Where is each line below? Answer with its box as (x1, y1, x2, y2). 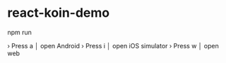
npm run (7, 28, 32, 36)
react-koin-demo (7, 5, 110, 21)
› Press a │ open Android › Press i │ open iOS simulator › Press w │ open (7, 41, 219, 50)
